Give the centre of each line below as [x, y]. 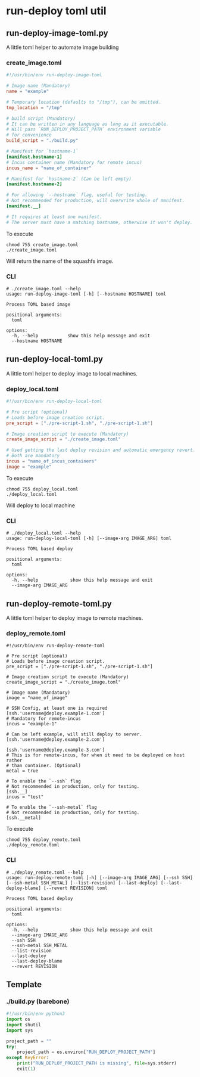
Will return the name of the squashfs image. [60, 261]
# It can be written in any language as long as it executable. [87, 124]
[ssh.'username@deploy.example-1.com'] [56, 713]
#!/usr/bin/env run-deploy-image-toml [54, 75]
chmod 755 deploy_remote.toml [44, 840]
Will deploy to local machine [41, 505]
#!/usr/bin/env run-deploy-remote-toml [56, 646]
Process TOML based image [38, 304]
